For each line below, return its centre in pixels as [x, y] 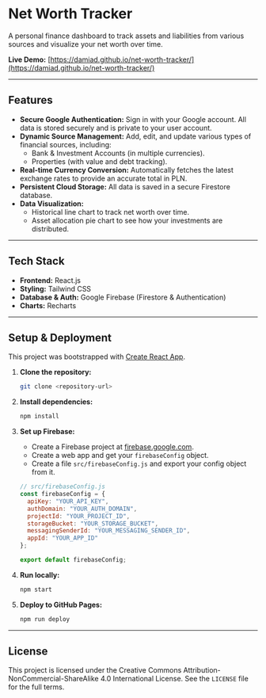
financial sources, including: [66, 144]
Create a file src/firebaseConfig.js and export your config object [139, 463]
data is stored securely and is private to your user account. [116, 128]
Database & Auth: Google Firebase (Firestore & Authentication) [123, 297]
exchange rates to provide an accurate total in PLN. [103, 178]
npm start [36, 589]
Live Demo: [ [30, 59]
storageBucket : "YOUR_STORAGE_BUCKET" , [93, 524]
